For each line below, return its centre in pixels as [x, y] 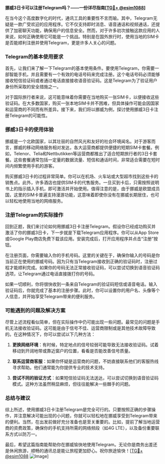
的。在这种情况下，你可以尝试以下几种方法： [50, 334]
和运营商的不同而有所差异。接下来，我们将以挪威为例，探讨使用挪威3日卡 [80, 110]
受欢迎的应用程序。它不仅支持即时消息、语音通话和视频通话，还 [91, 24]
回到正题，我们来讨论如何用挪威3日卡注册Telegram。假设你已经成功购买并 [81, 226]
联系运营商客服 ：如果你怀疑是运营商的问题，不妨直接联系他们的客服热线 [85, 361]
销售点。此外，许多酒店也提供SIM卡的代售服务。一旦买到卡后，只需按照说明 [82, 182]
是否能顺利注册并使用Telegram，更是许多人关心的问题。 [62, 43]
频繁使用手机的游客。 [35, 166]
